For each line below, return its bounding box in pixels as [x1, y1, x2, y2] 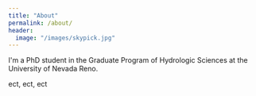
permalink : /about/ [8, 19, 73, 27]
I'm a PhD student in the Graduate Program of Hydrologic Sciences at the [8, 56, 248, 65]
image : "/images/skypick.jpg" [15, 33, 115, 42]
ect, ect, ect [8, 79, 48, 89]
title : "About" [8, 11, 59, 20]
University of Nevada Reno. [8, 64, 99, 74]
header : [8, 26, 34, 34]
